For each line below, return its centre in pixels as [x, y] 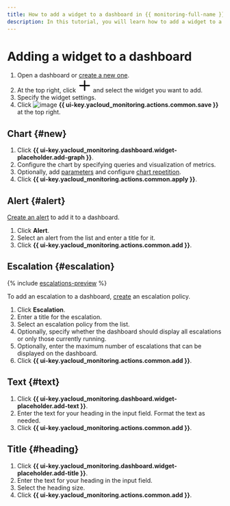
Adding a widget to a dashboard [100, 56]
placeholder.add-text [48, 406]
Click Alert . [33, 231]
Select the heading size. [51, 488]
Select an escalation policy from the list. [73, 324]
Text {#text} [34, 382]
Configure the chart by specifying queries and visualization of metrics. [116, 165]
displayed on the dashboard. [57, 353]
